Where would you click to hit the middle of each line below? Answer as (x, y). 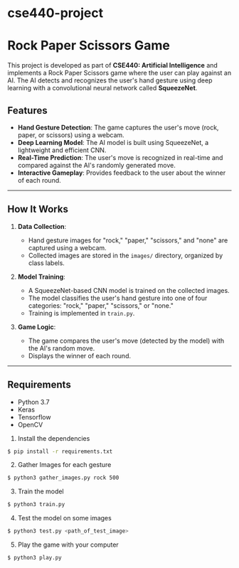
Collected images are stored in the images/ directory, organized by (126, 255)
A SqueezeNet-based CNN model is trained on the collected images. (129, 290)
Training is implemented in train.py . (81, 313)
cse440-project (55, 13)
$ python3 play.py (34, 558)
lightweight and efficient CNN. (62, 150)
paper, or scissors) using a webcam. (71, 135)
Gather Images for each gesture (64, 465)
